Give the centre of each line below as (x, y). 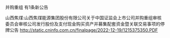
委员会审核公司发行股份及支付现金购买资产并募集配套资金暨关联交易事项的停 (85, 24)
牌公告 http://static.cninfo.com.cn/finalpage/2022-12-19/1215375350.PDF (82, 30)
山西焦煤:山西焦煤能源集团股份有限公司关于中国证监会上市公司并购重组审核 (83, 18)
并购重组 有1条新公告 (27, 7)
